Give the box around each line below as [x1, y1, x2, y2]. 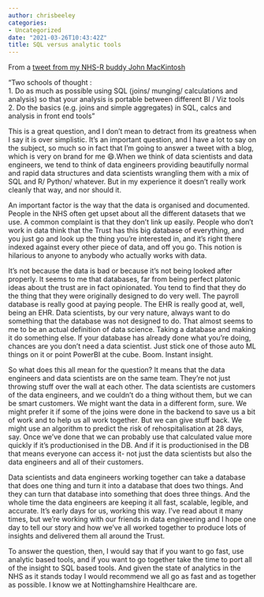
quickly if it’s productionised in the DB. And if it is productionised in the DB [8, 441, 250, 450]
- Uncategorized [8, 26, 61, 34]
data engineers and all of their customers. [8, 457, 144, 467]
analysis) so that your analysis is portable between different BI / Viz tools [8, 95, 245, 104]
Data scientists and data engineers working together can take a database [8, 472, 246, 482]
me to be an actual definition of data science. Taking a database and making [8, 325, 256, 334]
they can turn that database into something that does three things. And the [8, 490, 251, 499]
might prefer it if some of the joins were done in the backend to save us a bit [8, 407, 256, 416]
